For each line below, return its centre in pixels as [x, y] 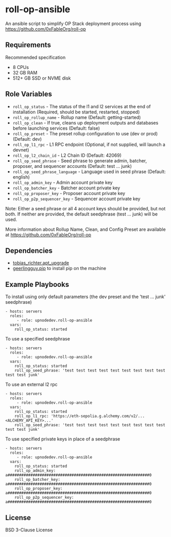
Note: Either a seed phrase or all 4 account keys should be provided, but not [86, 208]
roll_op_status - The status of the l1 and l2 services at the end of [82, 106]
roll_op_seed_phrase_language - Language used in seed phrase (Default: [89, 172]
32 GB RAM [25, 72]
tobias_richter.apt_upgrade [41, 263]
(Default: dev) [27, 139]
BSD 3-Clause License [29, 530]
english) [21, 177]
